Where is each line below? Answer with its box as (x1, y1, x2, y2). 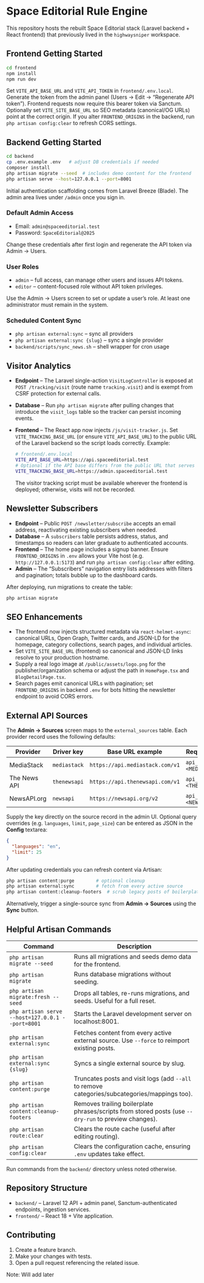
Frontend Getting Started (6, 49, 103, 59)
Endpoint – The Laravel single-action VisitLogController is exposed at (15, 377, 193, 385)
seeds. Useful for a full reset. (73, 997, 156, 1005)
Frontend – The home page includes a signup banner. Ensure (15, 546, 169, 553)
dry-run (73, 1116, 96, 1123)
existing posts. (73, 1044, 115, 1053)
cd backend (6, 154, 34, 160)
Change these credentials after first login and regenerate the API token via (6, 241, 192, 248)
